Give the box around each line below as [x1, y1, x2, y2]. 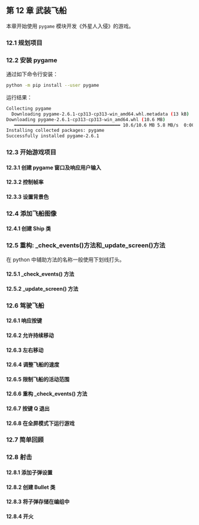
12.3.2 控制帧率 [6, 179, 44, 186]
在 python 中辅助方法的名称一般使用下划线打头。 [6, 256, 125, 263]
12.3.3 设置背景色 [6, 193, 49, 200]
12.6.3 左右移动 [6, 346, 44, 354]
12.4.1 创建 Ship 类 [6, 225, 52, 232]
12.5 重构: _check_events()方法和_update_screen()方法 [6, 241, 166, 249]
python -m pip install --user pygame [6, 82, 99, 89]
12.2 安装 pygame [6, 56, 57, 64]
